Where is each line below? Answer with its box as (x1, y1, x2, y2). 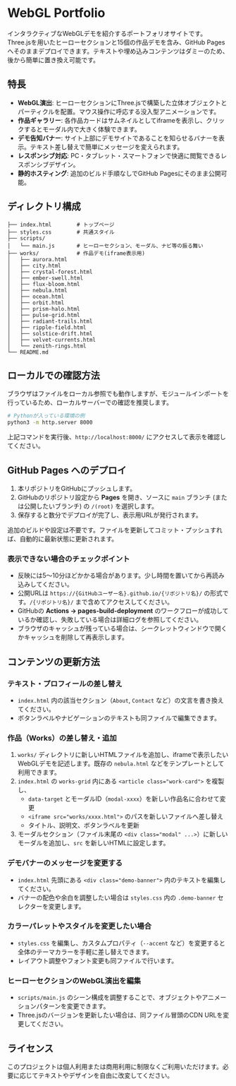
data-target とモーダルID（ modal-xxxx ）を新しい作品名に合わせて (27, 794, 220, 803)
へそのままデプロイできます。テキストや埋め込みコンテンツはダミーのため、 (7, 47, 229, 55)
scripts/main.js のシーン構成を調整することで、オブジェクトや (17, 993, 202, 1002)
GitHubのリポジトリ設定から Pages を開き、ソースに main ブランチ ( (17, 493, 216, 501)
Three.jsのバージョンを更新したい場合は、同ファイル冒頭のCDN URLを (17, 1011, 223, 1020)
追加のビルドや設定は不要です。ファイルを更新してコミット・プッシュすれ (7, 525, 223, 534)
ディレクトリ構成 (7, 201, 81, 213)
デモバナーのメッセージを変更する (7, 858, 123, 868)
